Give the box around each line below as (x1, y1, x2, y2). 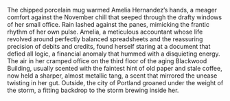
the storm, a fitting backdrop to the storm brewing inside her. (7, 86, 179, 94)
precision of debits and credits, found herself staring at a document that (7, 43, 211, 50)
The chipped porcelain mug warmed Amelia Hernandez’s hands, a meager (7, 6, 218, 14)
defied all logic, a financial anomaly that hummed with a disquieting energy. (7, 49, 221, 58)
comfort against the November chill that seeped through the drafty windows (7, 13, 222, 21)
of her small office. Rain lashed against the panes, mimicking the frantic (7, 21, 210, 28)
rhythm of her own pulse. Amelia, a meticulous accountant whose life (7, 27, 203, 36)
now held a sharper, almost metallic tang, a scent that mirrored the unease (7, 71, 218, 80)
